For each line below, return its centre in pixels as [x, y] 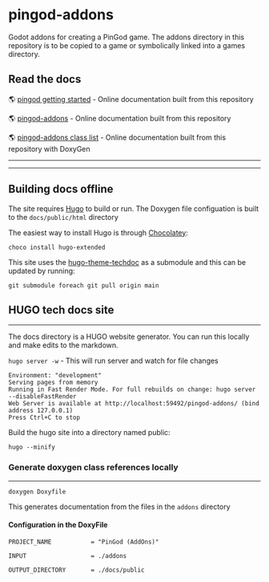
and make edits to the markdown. [63, 345]
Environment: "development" [55, 376]
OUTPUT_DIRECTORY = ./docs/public [77, 570]
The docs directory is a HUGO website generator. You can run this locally [129, 337]
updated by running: [42, 271]
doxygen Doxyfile [37, 491]
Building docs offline [61, 189]
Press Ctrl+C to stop [44, 418]
